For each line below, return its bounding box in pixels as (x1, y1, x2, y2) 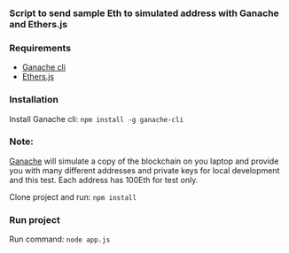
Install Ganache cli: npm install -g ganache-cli (9, 113, 184, 124)
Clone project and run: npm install (9, 191, 137, 202)
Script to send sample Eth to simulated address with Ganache (9, 7, 279, 19)
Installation (9, 94, 59, 106)
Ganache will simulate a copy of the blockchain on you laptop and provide (9, 156, 279, 166)
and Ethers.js (9, 18, 68, 30)
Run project (9, 213, 60, 226)
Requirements (9, 42, 72, 54)
